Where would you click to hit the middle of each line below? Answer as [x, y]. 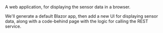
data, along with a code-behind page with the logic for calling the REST [77, 21]
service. [13, 26]
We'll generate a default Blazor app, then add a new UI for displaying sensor [82, 16]
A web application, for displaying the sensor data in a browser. [68, 7]
